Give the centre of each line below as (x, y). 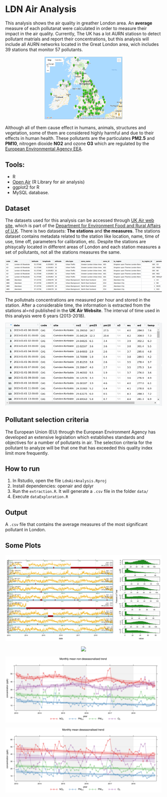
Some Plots (23, 545)
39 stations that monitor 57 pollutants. (44, 49)
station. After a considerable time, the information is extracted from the (78, 305)
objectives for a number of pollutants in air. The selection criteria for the (79, 442)
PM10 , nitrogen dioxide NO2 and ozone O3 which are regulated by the (77, 144)
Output (16, 512)
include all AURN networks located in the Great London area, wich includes (82, 44)
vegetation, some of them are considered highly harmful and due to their (80, 133)
